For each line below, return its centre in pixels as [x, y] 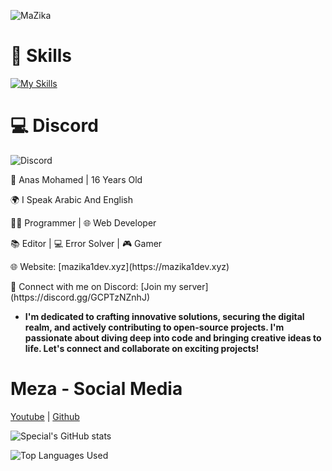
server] [193, 286]
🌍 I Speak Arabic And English [71, 199]
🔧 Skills [41, 56]
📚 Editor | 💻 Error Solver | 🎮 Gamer [86, 243]
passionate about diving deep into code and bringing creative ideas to [173, 337]
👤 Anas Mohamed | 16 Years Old [76, 179]
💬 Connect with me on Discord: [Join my [93, 286]
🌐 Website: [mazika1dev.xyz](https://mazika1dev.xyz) [120, 266]
